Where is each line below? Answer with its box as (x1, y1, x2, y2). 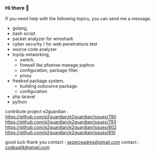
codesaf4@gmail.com (5, 145, 50, 151)
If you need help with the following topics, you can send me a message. (5, 16, 152, 22)
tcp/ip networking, (12, 52, 51, 57)
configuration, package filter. (19, 67, 79, 73)
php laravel (12, 94, 36, 100)
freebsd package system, (12, 78, 65, 84)
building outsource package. (19, 83, 78, 89)
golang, (12, 25, 28, 31)
